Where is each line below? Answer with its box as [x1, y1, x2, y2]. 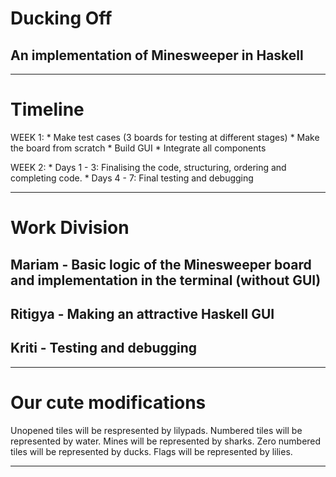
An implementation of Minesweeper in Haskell [10, 47, 304, 64]
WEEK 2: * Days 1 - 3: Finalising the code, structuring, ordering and [10, 161, 287, 173]
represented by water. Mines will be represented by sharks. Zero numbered [10, 435, 322, 447]
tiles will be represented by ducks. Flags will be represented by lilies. [10, 445, 293, 457]
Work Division [10, 217, 130, 239]
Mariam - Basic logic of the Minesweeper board [10, 256, 312, 273]
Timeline [10, 98, 85, 121]
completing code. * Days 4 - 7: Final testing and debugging [10, 172, 254, 184]
